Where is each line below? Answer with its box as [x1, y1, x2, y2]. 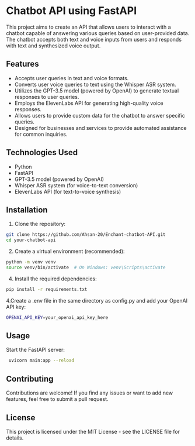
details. [6, 434, 24, 441]
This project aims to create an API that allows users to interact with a [6, 23, 171, 30]
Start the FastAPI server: [6, 346, 65, 354]
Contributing [6, 373, 54, 384]
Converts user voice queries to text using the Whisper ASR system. [14, 81, 176, 88]
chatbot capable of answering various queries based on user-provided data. [6, 29, 190, 36]
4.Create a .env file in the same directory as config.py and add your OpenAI [6, 297, 188, 304]
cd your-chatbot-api [6, 237, 57, 243]
